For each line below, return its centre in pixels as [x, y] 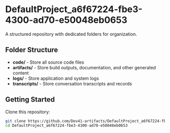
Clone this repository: [28, 112]
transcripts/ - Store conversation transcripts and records [72, 83]
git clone [16, 121]
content [20, 73]
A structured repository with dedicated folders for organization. [71, 34]
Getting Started [30, 100]
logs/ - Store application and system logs [56, 78]
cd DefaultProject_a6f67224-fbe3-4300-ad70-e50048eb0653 [67, 126]
